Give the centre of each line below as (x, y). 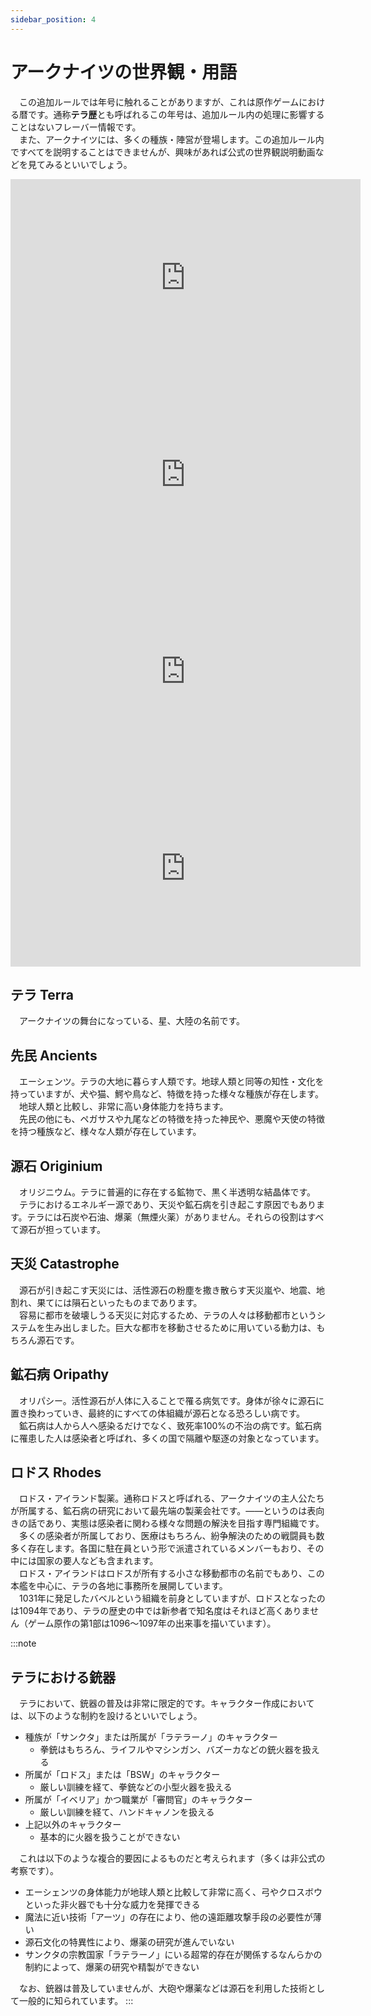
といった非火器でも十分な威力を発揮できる (112, 1905)
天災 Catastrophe (65, 1264)
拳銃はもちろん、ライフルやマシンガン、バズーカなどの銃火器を (171, 1750)
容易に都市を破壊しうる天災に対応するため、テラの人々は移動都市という (167, 1315)
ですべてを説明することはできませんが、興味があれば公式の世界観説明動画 (163, 152)
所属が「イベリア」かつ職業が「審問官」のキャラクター (138, 1800)
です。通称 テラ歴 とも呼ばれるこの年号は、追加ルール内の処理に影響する (176, 114)
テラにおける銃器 (63, 1677)
